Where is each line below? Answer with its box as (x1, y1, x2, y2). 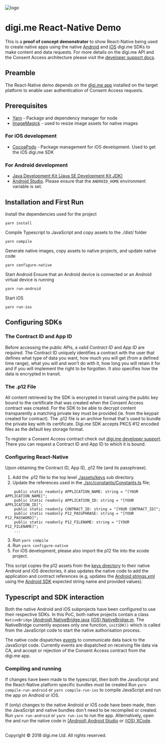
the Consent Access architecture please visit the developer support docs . (5, 54, 156, 60)
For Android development (5, 162, 68, 169)
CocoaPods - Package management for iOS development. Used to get (12, 144, 156, 150)
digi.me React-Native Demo (5, 22, 121, 33)
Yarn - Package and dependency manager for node (12, 115, 118, 121)
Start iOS (5, 295, 24, 301)
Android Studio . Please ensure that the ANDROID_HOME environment (12, 178, 146, 184)
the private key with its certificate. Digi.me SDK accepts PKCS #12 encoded (5, 421, 160, 427)
